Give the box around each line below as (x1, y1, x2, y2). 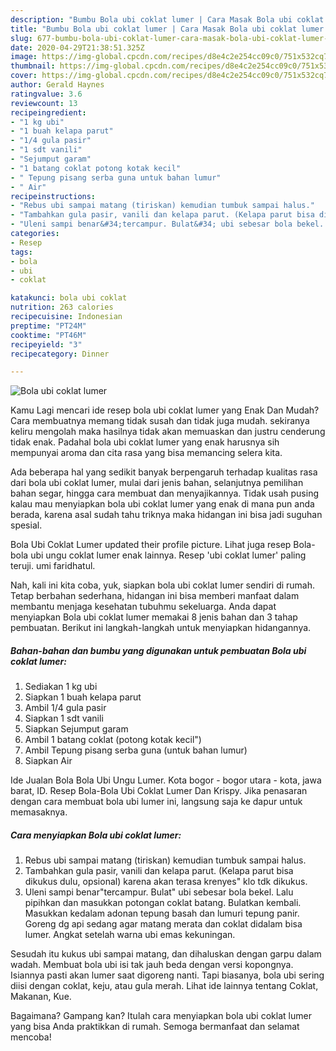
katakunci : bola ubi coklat (10, 293, 128, 303)
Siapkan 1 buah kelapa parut (24, 691, 142, 703)
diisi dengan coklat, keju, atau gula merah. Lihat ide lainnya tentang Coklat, (10, 980, 319, 992)
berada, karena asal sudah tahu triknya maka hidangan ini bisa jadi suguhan (10, 509, 323, 521)
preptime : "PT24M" (10, 321, 87, 331)
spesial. (10, 519, 43, 531)
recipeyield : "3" (10, 339, 83, 350)
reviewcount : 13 (10, 98, 78, 108)
